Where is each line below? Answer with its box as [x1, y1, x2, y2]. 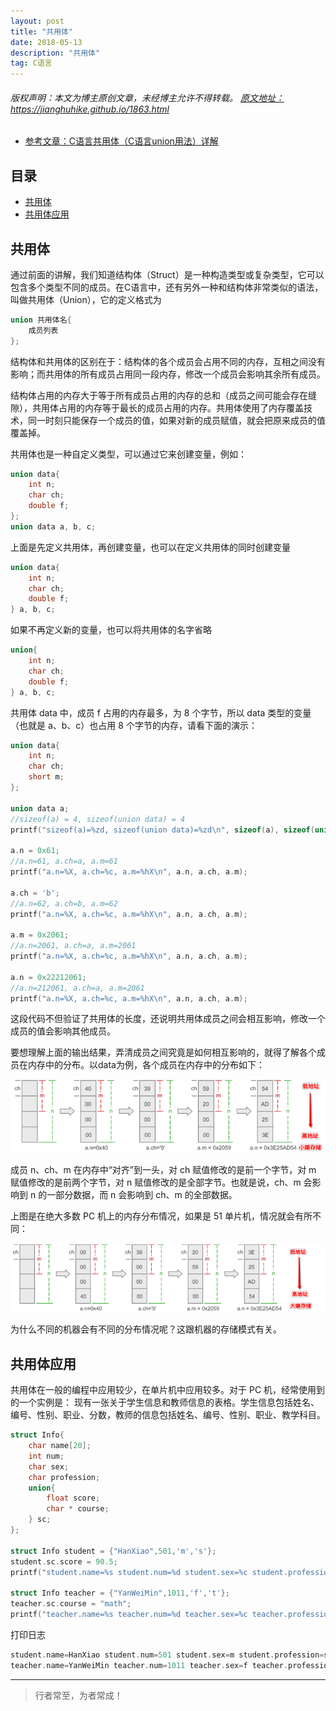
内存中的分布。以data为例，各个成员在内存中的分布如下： [27, 1059, 265, 1071]
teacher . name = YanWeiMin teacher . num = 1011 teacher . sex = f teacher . [10, 1660, 288, 1670]
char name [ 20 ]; [28, 1441, 92, 1451]
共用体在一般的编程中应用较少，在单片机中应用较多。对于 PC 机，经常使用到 [10, 1384, 326, 1396]
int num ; [28, 1451, 65, 1461]
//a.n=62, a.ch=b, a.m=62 [10, 898, 118, 909]
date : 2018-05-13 [10, 37, 83, 47]
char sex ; [28, 1461, 70, 1472]
